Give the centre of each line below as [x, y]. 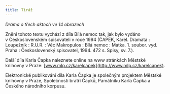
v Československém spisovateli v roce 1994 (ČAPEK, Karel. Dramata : [78, 39]
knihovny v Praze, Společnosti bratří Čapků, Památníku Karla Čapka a [78, 80]
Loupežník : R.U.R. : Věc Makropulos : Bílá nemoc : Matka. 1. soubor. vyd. [81, 45]
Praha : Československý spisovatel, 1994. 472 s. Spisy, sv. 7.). [70, 50]
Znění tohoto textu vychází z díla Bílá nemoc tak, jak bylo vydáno [73, 34]
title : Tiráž [19, 10]
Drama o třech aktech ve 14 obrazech [45, 24]
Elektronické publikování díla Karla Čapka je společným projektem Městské [83, 75]
